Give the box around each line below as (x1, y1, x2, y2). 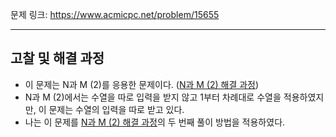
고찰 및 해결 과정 (10, 50, 105, 67)
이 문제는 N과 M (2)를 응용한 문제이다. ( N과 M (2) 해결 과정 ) (24, 78, 260, 90)
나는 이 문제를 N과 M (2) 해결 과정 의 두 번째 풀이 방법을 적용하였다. (24, 116, 286, 128)
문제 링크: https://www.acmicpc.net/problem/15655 (10, 9, 220, 20)
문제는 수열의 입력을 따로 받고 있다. (48, 103, 185, 115)
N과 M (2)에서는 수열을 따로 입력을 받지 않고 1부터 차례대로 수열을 (24, 91, 282, 103)
